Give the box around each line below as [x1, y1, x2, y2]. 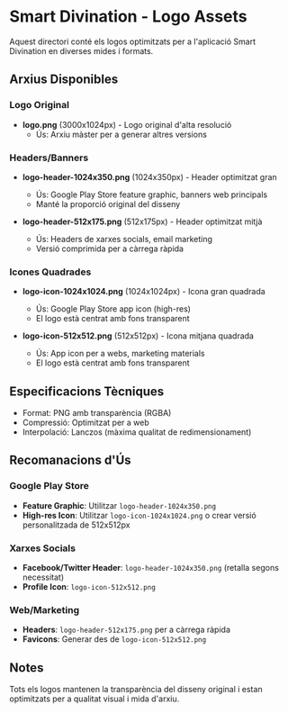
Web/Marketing [9, 603, 80, 616]
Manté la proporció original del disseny [35, 198, 181, 209]
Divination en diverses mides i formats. [9, 45, 154, 56]
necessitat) [22, 572, 65, 582]
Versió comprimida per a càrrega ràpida [35, 243, 184, 254]
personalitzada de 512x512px [22, 519, 130, 530]
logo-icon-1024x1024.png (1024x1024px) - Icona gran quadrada [22, 286, 265, 297]
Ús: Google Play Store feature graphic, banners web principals [35, 189, 268, 200]
